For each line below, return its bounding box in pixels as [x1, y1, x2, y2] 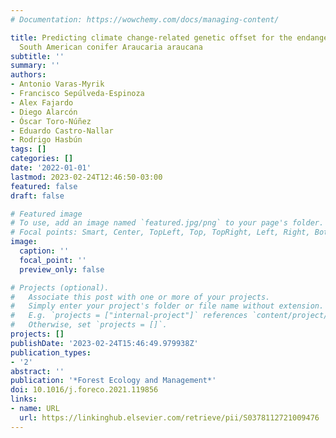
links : [10, 394, 38, 405]
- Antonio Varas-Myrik [10, 79, 105, 90]
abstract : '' [10, 366, 65, 376]
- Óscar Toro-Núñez [10, 116, 92, 126]
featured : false [10, 181, 78, 191]
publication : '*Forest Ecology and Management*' [10, 376, 217, 386]
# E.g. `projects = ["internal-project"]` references [10, 311, 248, 321]
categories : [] [10, 154, 74, 164]
